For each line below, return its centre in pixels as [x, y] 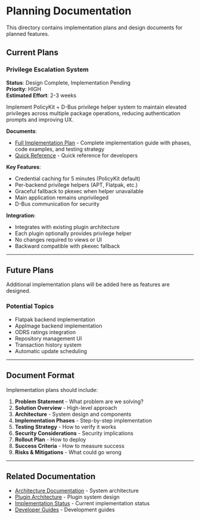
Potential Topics [30, 307]
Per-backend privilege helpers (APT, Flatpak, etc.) [76, 185]
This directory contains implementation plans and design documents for [94, 27]
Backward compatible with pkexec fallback [67, 246]
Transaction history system [48, 345]
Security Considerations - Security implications [74, 433]
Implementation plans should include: [52, 390]
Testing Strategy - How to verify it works [65, 427]
